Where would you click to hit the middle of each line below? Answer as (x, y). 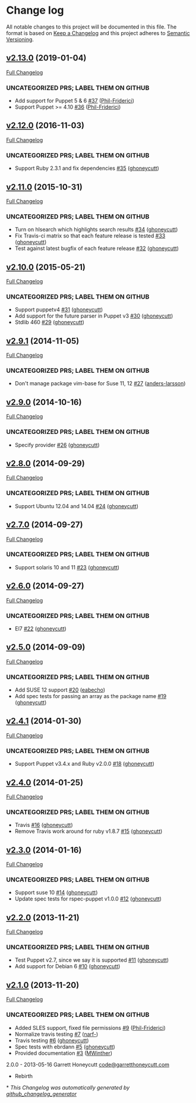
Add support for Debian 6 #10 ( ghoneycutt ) (67, 966)
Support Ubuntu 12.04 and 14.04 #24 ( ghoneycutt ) (76, 506)
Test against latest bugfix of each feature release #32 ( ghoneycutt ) (97, 248)
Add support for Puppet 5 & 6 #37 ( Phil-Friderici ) (75, 101)
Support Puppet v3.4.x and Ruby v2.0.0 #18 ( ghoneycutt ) (84, 764)
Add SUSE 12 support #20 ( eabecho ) (60, 690)
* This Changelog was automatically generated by (68, 1088)
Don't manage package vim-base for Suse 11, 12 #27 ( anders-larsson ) (100, 383)
